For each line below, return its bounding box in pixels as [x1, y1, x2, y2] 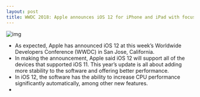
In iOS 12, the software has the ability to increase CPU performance [14, 73, 180, 80]
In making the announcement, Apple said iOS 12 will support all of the [14, 54, 185, 62]
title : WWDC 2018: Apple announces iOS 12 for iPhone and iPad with [6, 14, 180, 20]
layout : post [6, 8, 39, 15]
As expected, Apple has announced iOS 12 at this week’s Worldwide [14, 42, 182, 49]
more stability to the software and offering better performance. [14, 67, 170, 74]
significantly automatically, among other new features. [14, 79, 148, 86]
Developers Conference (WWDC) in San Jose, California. [14, 48, 155, 55]
